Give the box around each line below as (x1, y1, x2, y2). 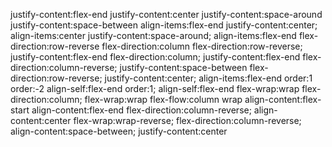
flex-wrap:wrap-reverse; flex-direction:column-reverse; (73, 115, 302, 126)
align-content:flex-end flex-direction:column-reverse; (31, 104, 252, 116)
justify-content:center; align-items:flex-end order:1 (104, 72, 313, 84)
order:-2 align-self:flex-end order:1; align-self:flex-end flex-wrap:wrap (10, 83, 300, 94)
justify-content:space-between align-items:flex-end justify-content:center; (10, 19, 318, 31)
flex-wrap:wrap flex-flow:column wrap (84, 94, 243, 105)
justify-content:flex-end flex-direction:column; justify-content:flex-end (10, 51, 301, 63)
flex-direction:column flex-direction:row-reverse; (101, 40, 303, 52)
